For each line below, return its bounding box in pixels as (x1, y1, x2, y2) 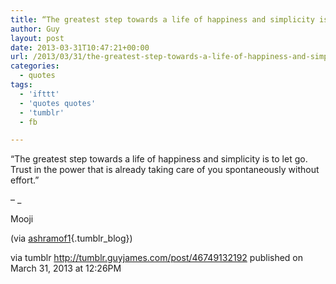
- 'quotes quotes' (19, 98, 97, 108)
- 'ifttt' (19, 89, 60, 99)
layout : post (10, 33, 65, 43)
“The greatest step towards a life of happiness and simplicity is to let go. (10, 153, 308, 165)
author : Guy (10, 24, 60, 34)
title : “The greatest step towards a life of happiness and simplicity (10, 14, 315, 25)
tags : (10, 80, 33, 90)
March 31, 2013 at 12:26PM (10, 262, 122, 275)
